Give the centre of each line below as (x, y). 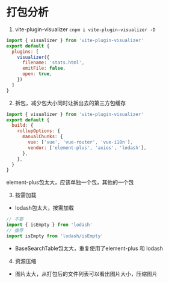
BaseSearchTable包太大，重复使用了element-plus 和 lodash (89, 248)
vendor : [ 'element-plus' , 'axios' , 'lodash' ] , (87, 148)
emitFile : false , (44, 68)
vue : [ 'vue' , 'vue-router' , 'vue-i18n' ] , (81, 142)
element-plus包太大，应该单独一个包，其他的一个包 (70, 182)
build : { (23, 126)
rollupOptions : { (39, 131)
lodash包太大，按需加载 (44, 208)
